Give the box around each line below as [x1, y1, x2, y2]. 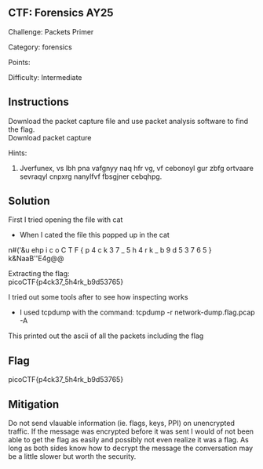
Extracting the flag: [8, 269, 70, 278]
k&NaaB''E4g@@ [8, 254, 64, 264]
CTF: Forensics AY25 [8, 6, 114, 20]
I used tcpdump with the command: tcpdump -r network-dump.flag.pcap [19, 307, 255, 317]
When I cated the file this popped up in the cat [19, 231, 170, 240]
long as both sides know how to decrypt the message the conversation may [8, 443, 254, 453]
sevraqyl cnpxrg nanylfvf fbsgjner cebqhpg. [19, 172, 163, 181]
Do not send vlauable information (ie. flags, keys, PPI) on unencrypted [8, 419, 236, 428]
